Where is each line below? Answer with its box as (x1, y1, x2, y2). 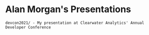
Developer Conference (5, 24, 51, 30)
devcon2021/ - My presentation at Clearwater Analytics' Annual (5, 20, 144, 25)
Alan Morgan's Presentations (5, 4, 131, 15)
